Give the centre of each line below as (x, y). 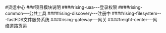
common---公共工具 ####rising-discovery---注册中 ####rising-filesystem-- (83, 13)
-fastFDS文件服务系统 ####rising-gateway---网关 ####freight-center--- (79, 19)
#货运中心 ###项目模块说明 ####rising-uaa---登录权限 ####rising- (74, 7)
